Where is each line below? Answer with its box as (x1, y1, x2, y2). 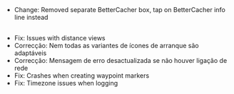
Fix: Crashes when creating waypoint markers (14, 71, 150, 80)
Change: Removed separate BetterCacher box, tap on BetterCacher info (14, 6, 226, 14)
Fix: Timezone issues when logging (14, 78, 118, 87)
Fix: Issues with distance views (14, 33, 106, 42)
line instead (14, 13, 49, 22)
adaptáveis (14, 49, 47, 57)
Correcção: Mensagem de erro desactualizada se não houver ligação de (14, 56, 228, 64)
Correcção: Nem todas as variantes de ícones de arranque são (14, 41, 199, 49)
